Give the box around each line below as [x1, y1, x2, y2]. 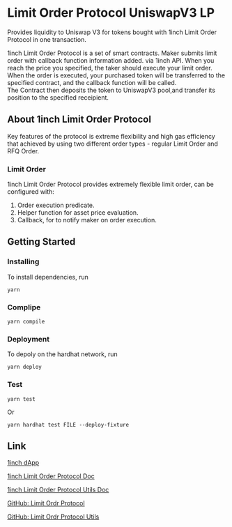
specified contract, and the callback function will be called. [7, 78, 177, 86]
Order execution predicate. [17, 201, 95, 210]
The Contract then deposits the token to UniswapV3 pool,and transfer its [7, 86, 216, 94]
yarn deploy [7, 364, 42, 371]
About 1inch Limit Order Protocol [7, 114, 152, 125]
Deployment [7, 334, 50, 344]
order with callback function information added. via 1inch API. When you [7, 56, 215, 64]
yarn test [7, 395, 36, 402]
